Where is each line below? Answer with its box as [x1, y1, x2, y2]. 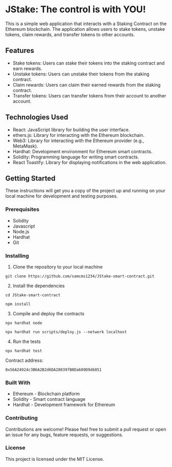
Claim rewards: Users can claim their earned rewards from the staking [12, 82, 161, 88]
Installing [5, 252, 29, 259]
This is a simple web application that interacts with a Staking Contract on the [5, 21, 167, 27]
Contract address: [5, 357, 44, 363]
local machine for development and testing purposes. [5, 193, 118, 199]
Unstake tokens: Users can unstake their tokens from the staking [12, 71, 149, 77]
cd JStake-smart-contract [5, 292, 60, 298]
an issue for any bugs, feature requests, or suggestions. [5, 432, 123, 438]
